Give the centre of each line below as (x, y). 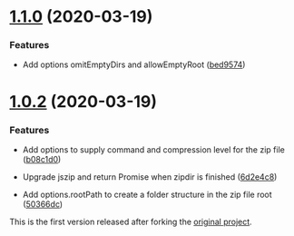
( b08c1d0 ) (42, 159)
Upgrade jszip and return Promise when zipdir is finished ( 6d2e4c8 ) (150, 177)
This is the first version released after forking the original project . (131, 221)
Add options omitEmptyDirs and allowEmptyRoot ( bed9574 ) (134, 64)
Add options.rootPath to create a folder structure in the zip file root (147, 194)
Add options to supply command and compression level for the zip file (154, 149)
